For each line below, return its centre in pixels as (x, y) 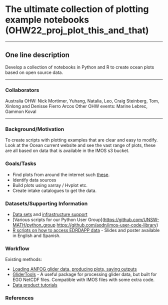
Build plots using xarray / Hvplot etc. (50, 185)
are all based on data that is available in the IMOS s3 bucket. (67, 150)
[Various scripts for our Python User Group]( (58, 219)
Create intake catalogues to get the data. (54, 190)
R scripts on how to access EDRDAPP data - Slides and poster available (86, 230)
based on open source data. (34, 72)
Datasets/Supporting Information (46, 203)
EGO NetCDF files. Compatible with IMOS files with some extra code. (83, 280)
